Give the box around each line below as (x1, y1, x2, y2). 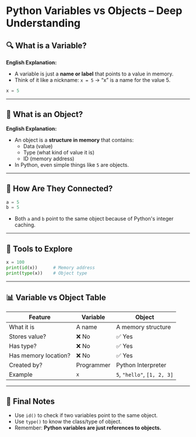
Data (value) (23, 142, 53, 150)
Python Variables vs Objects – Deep (6, 4, 183, 18)
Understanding (6, 16, 80, 30)
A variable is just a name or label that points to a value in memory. (14, 70, 174, 77)
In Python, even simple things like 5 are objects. (14, 161, 129, 168)
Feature (29, 313, 51, 321)
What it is (9, 323, 35, 331)
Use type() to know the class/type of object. (14, 418, 122, 425)
